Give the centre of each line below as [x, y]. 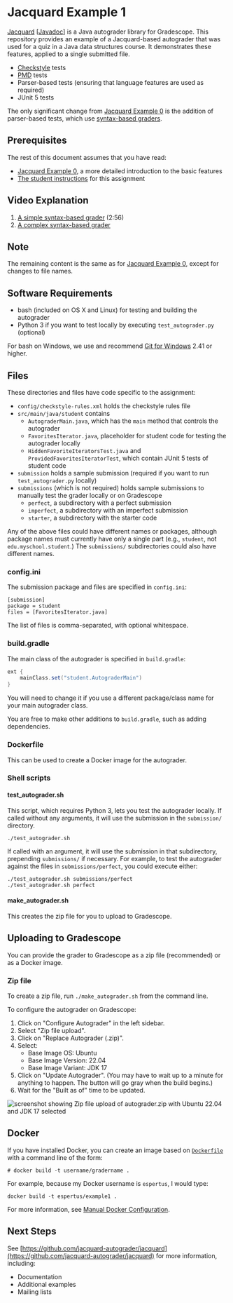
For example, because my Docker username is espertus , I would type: [108, 1183]
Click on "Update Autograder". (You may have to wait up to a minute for [120, 1075]
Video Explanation [48, 201]
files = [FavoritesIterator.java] [58, 612]
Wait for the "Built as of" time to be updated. [81, 1090]
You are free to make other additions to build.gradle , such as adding [107, 719]
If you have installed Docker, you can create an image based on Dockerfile [115, 1150]
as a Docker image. [35, 962]
